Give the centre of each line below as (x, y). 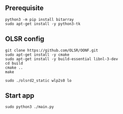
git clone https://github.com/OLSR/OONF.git (52, 50)
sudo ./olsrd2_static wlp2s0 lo (38, 80)
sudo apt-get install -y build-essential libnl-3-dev (62, 59)
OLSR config (25, 39)
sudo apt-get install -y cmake (37, 55)
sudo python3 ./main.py (30, 107)
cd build (14, 63)
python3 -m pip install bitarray (40, 19)
